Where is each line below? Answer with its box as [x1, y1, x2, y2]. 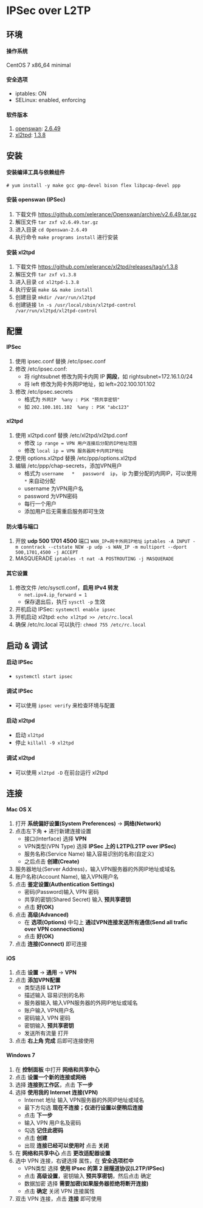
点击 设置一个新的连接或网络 [15, 1073, 86, 1080]
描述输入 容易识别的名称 [24, 992, 85, 999]
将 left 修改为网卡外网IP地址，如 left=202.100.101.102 [24, 380, 156, 388]
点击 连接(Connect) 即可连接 [15, 940, 88, 948]
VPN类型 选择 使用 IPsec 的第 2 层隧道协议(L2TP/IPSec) [24, 1164, 165, 1172]
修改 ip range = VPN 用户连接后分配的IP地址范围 [24, 439, 137, 447]
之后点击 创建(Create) [24, 858, 80, 865]
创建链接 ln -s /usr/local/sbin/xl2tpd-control [15, 301, 137, 309]
